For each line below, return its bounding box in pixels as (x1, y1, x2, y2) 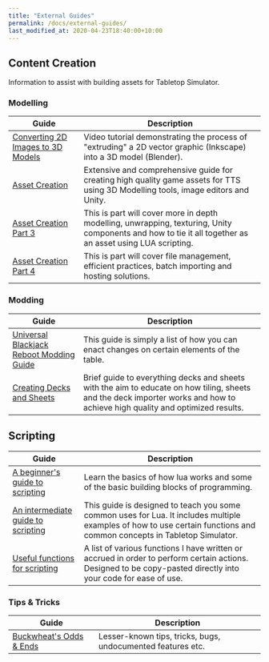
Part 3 (12, 227, 36, 239)
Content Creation (8, 56, 97, 70)
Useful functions (12, 552, 74, 564)
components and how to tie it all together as (83, 227, 249, 239)
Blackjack (12, 339, 50, 350)
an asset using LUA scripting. (83, 238, 194, 249)
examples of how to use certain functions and (83, 520, 256, 531)
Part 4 (12, 266, 36, 277)
